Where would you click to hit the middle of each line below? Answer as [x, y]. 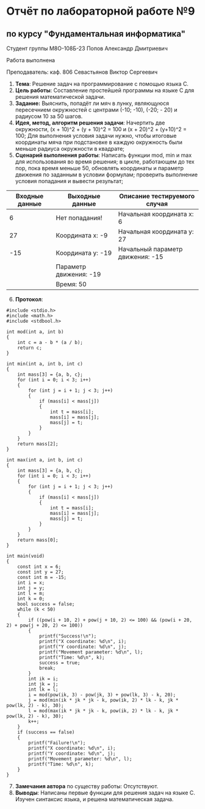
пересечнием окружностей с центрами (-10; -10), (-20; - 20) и [96, 110]
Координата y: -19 [84, 253]
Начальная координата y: [156, 232]
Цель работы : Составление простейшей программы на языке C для [105, 90]
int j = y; [31, 588]
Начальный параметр [150, 249]
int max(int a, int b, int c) [45, 460]
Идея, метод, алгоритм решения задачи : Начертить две [90, 123]
